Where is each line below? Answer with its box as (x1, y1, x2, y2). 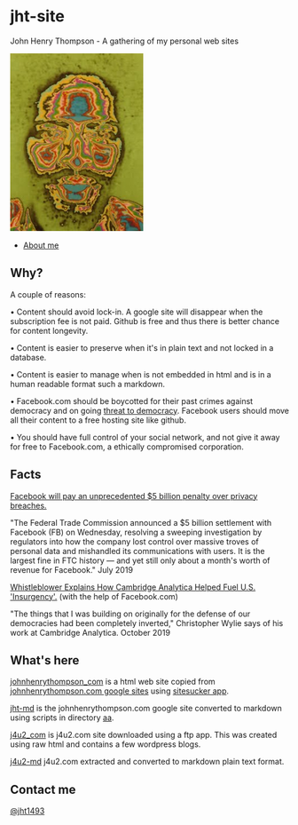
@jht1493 (10, 805, 45, 816)
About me (22, 240, 59, 250)
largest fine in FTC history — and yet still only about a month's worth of (10, 555, 271, 566)
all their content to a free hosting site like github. (10, 415, 187, 425)
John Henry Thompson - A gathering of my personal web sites (10, 36, 239, 46)
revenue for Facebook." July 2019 (10, 564, 134, 575)
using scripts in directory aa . (10, 712, 114, 723)
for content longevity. (10, 325, 89, 336)
